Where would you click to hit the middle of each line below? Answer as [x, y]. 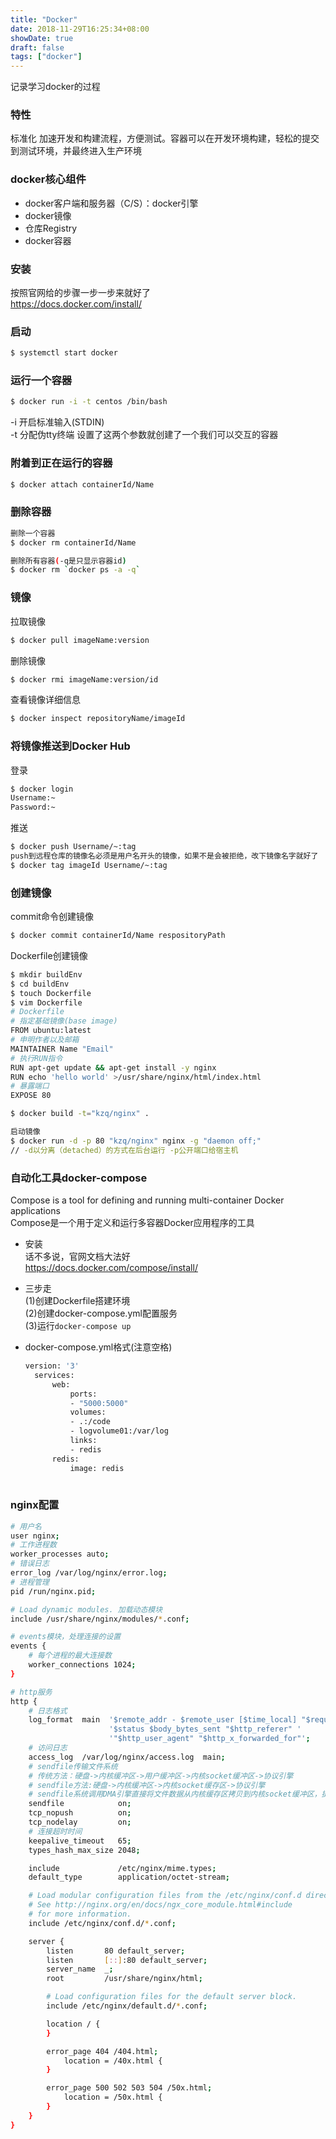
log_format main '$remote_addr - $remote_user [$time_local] [163, 1720]
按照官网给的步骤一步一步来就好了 [80, 293]
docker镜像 [48, 215]
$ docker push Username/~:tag [73, 847]
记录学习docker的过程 [55, 87]
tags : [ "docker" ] [46, 57]
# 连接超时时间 [55, 1831]
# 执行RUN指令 [36, 1058]
